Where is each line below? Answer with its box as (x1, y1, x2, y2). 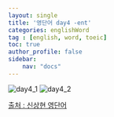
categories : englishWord (8, 26, 90, 34)
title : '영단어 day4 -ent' (8, 19, 92, 27)
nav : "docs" (22, 63, 61, 71)
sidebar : (8, 56, 37, 64)
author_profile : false (8, 48, 83, 56)
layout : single (8, 11, 58, 20)
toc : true (8, 41, 41, 49)
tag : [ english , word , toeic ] (8, 33, 108, 42)
